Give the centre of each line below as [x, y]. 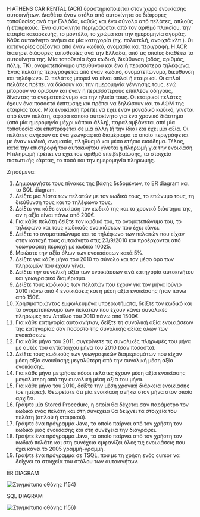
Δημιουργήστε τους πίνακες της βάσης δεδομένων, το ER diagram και [102, 183]
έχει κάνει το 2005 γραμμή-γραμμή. [60, 449]
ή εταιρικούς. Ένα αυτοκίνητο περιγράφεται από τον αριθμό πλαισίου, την [99, 27]
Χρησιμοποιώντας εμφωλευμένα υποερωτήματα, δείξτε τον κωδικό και [104, 303]
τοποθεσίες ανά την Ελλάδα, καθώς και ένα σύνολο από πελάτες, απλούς [100, 21]
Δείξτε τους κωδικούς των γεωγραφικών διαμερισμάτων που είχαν [99, 354]
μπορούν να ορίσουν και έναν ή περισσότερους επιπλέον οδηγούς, [90, 91]
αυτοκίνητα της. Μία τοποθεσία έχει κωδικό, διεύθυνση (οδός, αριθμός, [96, 59]
